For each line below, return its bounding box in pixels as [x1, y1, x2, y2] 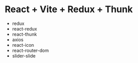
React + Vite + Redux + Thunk [5, 4, 133, 15]
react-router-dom [12, 47, 49, 53]
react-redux [12, 25, 38, 31]
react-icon [12, 42, 34, 48]
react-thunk [12, 31, 37, 37]
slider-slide [12, 52, 36, 59]
